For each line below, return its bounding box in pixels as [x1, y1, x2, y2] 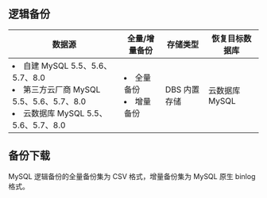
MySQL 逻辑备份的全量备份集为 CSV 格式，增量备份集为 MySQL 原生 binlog [8, 171, 256, 181]
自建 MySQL [23, 60, 69, 71]
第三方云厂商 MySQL [23, 84, 101, 95]
